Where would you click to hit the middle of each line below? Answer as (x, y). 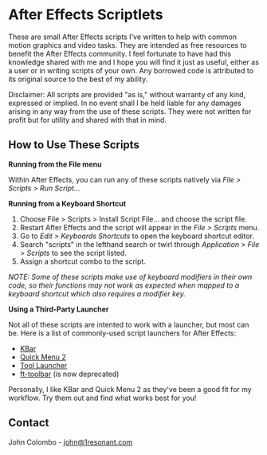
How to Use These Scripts (74, 145)
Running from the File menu (55, 164)
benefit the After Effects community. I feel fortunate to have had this (120, 53)
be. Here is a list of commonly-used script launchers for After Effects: (122, 333)
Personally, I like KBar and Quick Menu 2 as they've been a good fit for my (130, 389)
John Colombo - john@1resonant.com (71, 442)
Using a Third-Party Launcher (59, 309)
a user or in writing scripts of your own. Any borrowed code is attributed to (131, 70)
